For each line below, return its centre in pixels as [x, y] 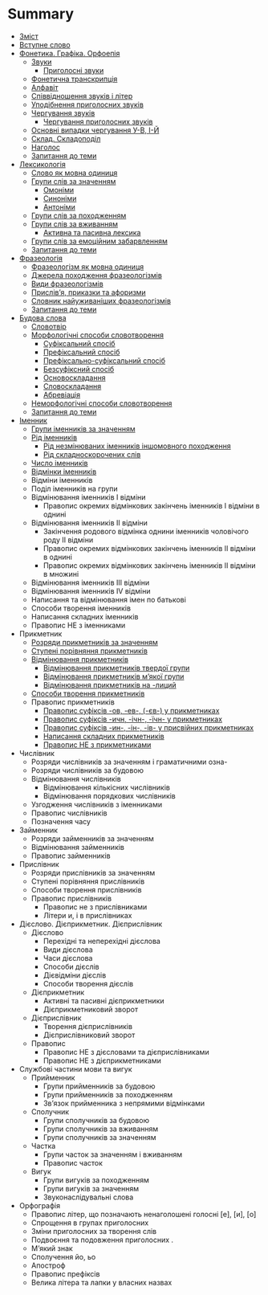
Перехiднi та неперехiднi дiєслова [102, 941]
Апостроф [48, 1265]
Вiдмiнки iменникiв [64, 472]
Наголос [46, 147]
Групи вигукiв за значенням [91, 1188]
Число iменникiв [60, 463]
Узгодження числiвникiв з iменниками [96, 804]
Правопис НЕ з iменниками [78, 625]
